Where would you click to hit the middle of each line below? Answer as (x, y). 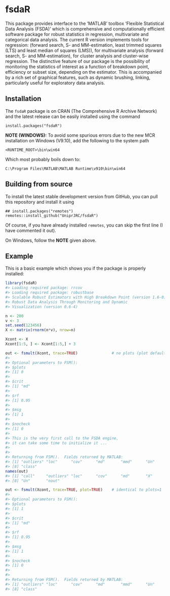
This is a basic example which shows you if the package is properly (76, 268)
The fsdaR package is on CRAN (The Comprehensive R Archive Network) (81, 111)
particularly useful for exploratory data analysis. (55, 83)
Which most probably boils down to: (43, 159)
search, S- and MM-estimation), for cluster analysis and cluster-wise (77, 56)
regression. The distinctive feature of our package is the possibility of (78, 61)
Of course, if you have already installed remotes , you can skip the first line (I (84, 225)
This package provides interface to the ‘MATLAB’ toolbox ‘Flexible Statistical (85, 23)
